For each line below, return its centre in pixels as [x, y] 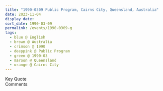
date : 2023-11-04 [23, 14]
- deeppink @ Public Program [40, 51]
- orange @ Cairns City [34, 65]
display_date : [20, 19]
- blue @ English [28, 38]
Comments [16, 84]
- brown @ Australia [31, 42]
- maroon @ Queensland [33, 60]
